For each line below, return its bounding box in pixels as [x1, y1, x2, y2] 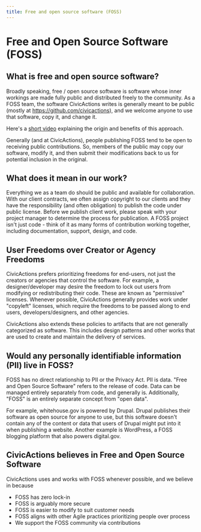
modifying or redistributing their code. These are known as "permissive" [6, 290, 185, 297]
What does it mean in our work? [6, 173, 128, 184]
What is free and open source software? [6, 72, 159, 82]
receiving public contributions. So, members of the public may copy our [6, 143, 184, 150]
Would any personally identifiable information [6, 351, 182, 361]
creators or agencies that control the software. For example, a [6, 277, 159, 284]
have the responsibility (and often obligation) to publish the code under [6, 202, 182, 209]
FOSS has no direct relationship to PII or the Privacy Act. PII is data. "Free [6, 376, 187, 383]
